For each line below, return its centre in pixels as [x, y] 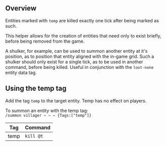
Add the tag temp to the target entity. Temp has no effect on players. [76, 100]
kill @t [34, 136]
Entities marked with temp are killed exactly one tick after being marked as [82, 20]
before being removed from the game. [45, 41]
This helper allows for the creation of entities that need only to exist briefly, [84, 35]
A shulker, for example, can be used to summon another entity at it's [76, 51]
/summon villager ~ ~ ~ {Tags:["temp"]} [49, 115]
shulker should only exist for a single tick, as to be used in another [74, 62]
